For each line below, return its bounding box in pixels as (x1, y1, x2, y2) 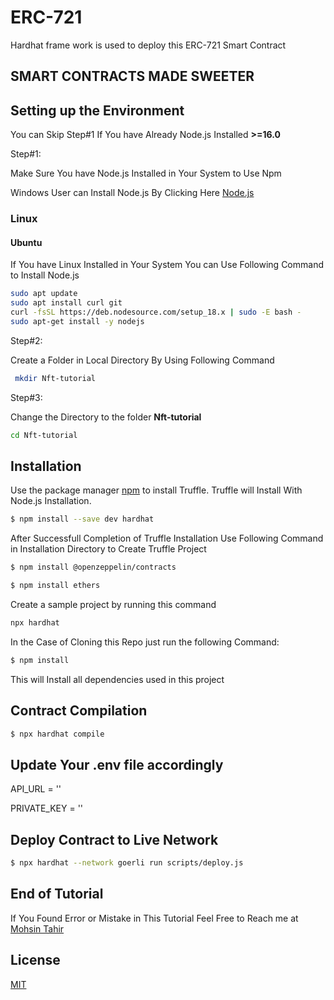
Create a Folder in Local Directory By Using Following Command (10, 354, 275, 366)
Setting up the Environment (10, 102, 185, 119)
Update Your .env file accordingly (10, 756, 224, 773)
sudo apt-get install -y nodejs (10, 316, 145, 326)
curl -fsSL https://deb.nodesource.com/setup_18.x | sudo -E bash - (10, 307, 302, 318)
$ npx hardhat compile (10, 729, 105, 739)
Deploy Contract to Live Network (10, 831, 219, 848)
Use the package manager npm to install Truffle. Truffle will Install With (10, 484, 303, 496)
